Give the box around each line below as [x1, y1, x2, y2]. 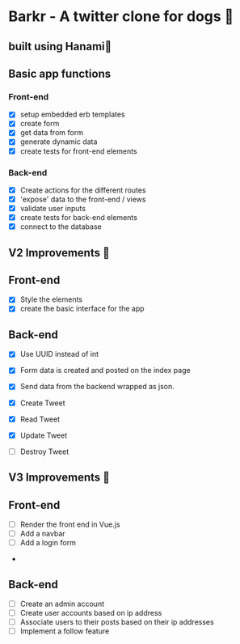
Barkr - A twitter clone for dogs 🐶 [8, 7, 234, 26]
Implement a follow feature [19, 626, 110, 636]
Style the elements [19, 294, 83, 304]
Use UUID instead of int [19, 350, 99, 359]
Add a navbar [19, 529, 66, 539]
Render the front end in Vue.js [19, 519, 120, 529]
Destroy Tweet [19, 447, 69, 456]
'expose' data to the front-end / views [19, 194, 146, 204]
